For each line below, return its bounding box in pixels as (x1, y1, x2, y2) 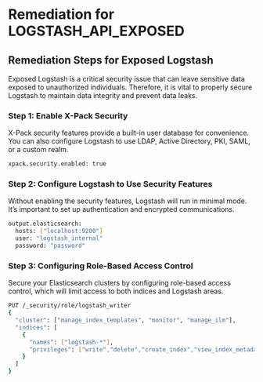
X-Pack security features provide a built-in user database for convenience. (8, 128, 250, 138)
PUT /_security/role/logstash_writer (8, 302, 131, 310)
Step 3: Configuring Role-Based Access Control (8, 260, 193, 271)
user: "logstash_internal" (15, 235, 103, 242)
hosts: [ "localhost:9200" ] (15, 227, 103, 235)
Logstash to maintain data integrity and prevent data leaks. (8, 91, 198, 100)
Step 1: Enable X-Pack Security (8, 110, 128, 121)
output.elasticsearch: (8, 220, 82, 228)
